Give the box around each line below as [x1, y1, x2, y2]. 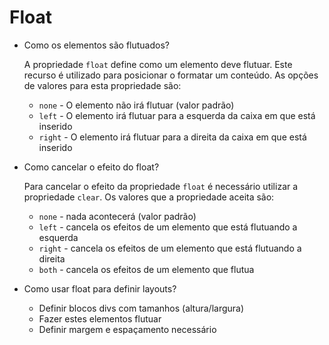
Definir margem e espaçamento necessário [38, 323, 217, 335]
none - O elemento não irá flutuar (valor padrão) [38, 99, 235, 111]
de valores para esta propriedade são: [23, 79, 182, 91]
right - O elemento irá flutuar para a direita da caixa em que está [38, 131, 307, 143]
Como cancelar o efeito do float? [23, 161, 160, 173]
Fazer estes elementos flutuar [38, 312, 162, 325]
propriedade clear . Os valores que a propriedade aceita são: [23, 191, 275, 203]
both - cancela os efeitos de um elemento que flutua [38, 263, 255, 275]
